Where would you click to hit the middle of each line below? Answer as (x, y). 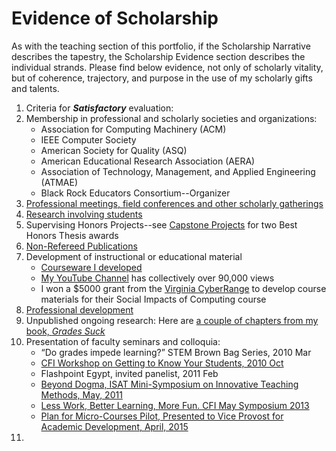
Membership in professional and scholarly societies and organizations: (171, 118)
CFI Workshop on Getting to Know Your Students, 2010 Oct (162, 363)
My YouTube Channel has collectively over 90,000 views (157, 278)
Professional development (79, 309)
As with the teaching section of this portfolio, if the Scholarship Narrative (161, 46)
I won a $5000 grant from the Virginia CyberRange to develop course (183, 288)
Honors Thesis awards (72, 235)
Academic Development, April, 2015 (114, 426)
